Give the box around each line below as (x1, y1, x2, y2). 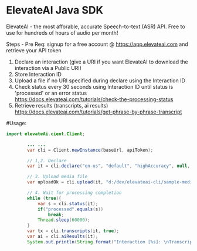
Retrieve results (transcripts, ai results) (14, 102, 108, 109)
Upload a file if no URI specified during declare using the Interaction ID (14, 77, 186, 84)
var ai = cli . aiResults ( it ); (27, 233, 98, 240)
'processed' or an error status (14, 89, 87, 96)
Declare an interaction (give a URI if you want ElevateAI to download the (14, 58, 189, 65)
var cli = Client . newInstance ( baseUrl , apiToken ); (27, 147, 154, 153)
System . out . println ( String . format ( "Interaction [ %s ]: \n (27, 239, 169, 245)
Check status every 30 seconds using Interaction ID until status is (14, 83, 174, 90)
